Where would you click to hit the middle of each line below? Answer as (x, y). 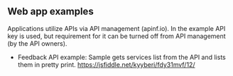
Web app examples (50, 12)
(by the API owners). (37, 43)
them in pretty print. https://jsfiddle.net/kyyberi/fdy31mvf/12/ (106, 64)
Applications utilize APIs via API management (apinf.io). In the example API (116, 28)
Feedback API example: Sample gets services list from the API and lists (121, 57)
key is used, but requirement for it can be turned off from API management (116, 36)
